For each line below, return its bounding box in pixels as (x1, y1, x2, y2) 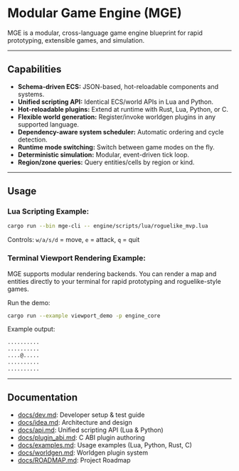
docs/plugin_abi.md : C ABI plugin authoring (17, 433, 145, 442)
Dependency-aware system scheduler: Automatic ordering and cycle (17, 127, 224, 136)
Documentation (7, 391, 78, 403)
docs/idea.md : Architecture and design (17, 418, 133, 426)
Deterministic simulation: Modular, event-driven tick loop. (17, 150, 190, 159)
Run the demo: (7, 298, 51, 307)
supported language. (17, 120, 80, 129)
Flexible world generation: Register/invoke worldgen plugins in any (17, 112, 216, 121)
